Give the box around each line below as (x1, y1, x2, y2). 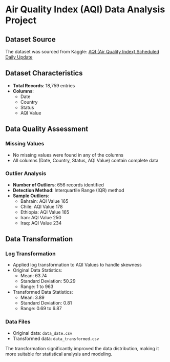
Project (5, 14, 37, 26)
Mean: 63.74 (20, 273, 47, 279)
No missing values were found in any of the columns (12, 151, 124, 158)
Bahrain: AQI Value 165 (20, 198, 69, 204)
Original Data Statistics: (12, 267, 62, 273)
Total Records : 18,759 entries (12, 82, 75, 88)
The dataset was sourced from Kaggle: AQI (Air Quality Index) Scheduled (5, 49, 160, 54)
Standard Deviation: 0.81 (20, 300, 72, 306)
